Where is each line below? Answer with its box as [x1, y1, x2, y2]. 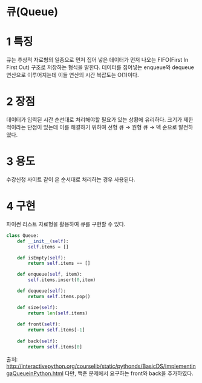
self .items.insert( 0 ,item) [28, 277, 96, 283]
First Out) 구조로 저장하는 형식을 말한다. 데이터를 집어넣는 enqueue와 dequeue [6, 64, 195, 71]
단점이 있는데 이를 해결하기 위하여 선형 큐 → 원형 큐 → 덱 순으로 [27, 124, 177, 131]
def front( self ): [17, 321, 61, 327]
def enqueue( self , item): [17, 271, 83, 278]
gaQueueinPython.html [6, 370, 64, 377]
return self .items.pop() [28, 293, 91, 299]
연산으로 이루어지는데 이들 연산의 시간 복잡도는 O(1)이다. [6, 72, 139, 79]
